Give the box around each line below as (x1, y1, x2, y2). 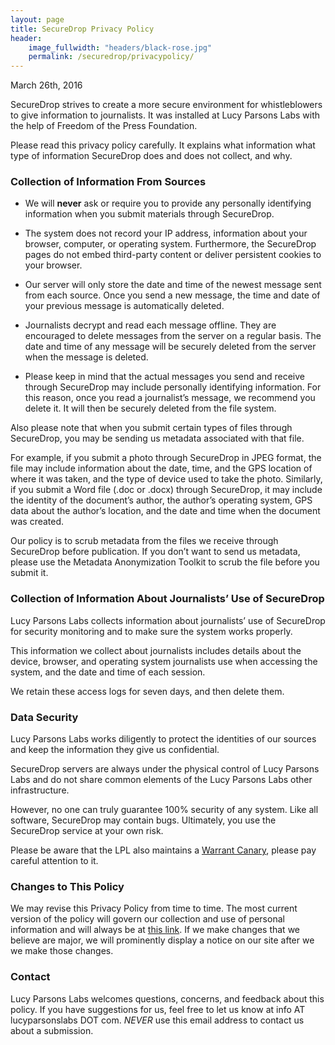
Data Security (10, 710, 79, 724)
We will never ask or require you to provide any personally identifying (24, 197, 312, 210)
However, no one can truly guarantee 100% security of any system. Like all (10, 804, 319, 816)
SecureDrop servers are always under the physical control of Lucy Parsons (10, 763, 320, 775)
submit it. (10, 567, 49, 579)
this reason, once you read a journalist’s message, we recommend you (24, 392, 316, 404)
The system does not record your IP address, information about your (24, 227, 308, 240)
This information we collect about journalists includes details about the (10, 644, 302, 656)
